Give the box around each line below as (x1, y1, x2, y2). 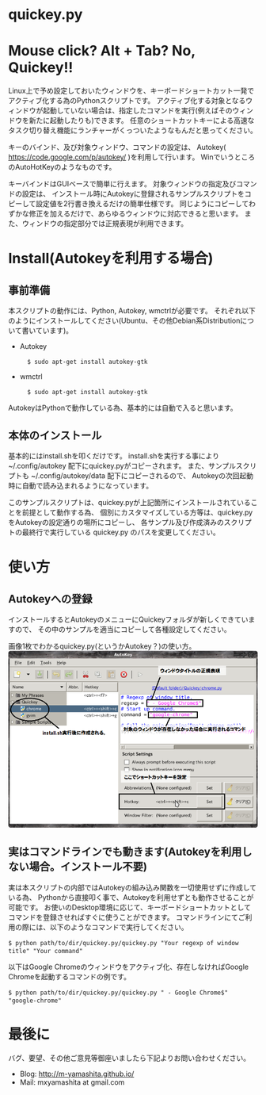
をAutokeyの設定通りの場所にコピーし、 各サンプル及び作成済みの (8, 517, 224, 526)
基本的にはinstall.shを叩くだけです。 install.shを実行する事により (8, 450, 220, 461)
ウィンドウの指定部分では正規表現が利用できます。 (21, 219, 188, 228)
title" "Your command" (8, 947, 83, 955)
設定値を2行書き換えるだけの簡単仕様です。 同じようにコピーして (35, 199, 249, 209)
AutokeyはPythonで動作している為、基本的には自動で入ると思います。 (8, 403, 237, 413)
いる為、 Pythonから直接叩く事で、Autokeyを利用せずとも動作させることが (8, 892, 254, 902)
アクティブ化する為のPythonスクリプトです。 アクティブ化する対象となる (8, 96, 246, 105)
